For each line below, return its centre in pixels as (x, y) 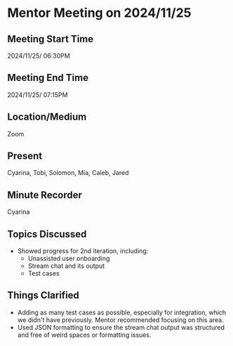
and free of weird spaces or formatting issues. (84, 335)
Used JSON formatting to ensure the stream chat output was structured (121, 327)
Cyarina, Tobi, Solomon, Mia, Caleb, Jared (68, 173)
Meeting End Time (48, 78)
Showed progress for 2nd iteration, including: (83, 251)
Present (25, 156)
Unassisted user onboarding (69, 259)
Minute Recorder (45, 195)
